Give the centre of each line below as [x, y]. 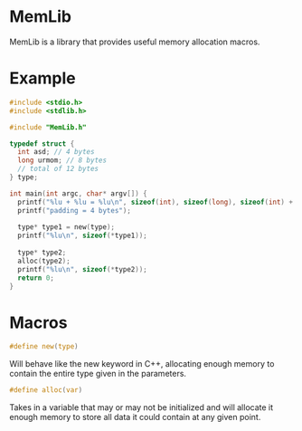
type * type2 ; [42, 253]
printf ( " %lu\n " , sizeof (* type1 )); [82, 236]
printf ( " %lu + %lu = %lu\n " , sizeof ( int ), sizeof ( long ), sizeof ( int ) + [156, 202]
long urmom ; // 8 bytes [62, 160]
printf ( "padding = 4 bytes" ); [74, 210]
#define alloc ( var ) [46, 390]
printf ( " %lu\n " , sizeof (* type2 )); [82, 269]
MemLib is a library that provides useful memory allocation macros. [135, 42]
